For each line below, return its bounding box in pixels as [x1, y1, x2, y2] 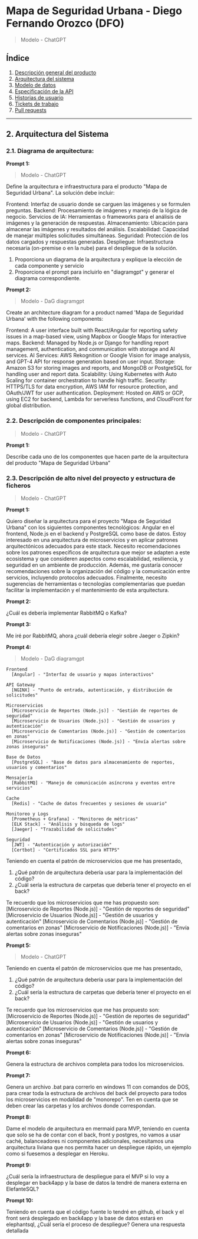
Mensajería [6, 775, 33, 781]
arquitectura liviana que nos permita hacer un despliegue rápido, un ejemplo [6, 1144, 192, 1151]
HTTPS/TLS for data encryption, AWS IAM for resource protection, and [6, 383, 178, 390]
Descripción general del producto [14, 69, 97, 76]
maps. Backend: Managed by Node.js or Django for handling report [6, 339, 169, 346]
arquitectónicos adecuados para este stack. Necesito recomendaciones [6, 543, 181, 550]
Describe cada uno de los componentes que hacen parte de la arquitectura [6, 453, 189, 460]
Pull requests [14, 106, 47, 113]
